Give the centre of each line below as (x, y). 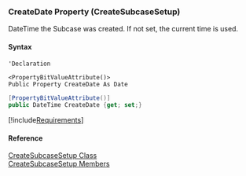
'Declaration (29, 64)
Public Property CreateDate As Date (68, 84)
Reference (26, 138)
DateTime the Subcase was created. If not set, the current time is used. (123, 29)
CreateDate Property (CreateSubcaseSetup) (94, 12)
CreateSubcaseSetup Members (59, 164)
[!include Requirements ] (46, 120)
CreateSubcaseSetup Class (53, 156)
